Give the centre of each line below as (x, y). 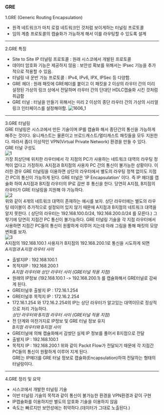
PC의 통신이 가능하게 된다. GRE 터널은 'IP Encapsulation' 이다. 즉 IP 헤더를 (82, 178)
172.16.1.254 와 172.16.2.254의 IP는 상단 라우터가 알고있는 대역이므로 (78, 303)
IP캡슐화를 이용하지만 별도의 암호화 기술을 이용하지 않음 (65, 402)
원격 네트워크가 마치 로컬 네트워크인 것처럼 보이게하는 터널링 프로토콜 (78, 27)
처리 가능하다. (34, 309)
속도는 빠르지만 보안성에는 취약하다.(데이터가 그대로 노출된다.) (71, 408)
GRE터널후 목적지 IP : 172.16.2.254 (46, 297)
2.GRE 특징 (16, 49)
